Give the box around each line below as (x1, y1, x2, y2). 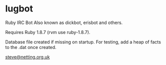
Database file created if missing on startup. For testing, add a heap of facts (5, 38, 161, 45)
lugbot (5, 3, 33, 14)
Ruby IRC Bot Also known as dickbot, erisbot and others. (5, 19, 123, 25)
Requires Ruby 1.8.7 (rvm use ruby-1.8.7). (5, 29, 91, 35)
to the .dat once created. (5, 44, 57, 50)
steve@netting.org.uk (5, 53, 50, 60)
